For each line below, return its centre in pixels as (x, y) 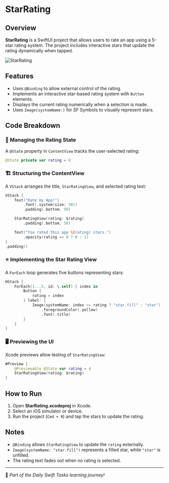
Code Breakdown (33, 126)
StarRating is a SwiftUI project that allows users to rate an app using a (78, 40)
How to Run (24, 394)
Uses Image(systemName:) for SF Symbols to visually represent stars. (83, 110)
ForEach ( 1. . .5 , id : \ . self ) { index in (56, 286)
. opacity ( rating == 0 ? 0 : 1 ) (56, 237)
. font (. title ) (56, 314)
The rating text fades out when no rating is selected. (67, 460)
